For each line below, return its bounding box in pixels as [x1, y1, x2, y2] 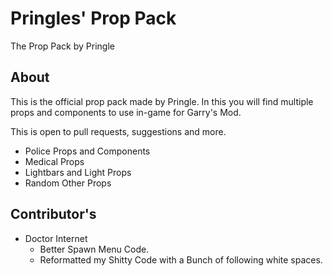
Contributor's [10, 206, 97, 223]
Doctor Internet [24, 232, 88, 244]
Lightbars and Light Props [24, 166, 132, 178]
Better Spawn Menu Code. [39, 243, 150, 255]
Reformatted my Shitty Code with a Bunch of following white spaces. [39, 253, 323, 266]
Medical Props [24, 155, 85, 167]
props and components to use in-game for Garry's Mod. [10, 106, 242, 118]
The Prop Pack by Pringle [10, 40, 115, 52]
